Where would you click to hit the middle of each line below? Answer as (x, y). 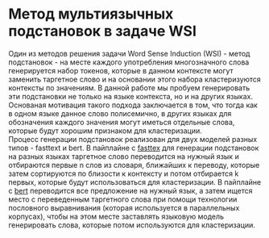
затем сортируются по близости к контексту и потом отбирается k (124, 173)
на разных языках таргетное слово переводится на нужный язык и (124, 156)
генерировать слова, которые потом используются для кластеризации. (132, 225)
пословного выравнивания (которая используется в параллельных (124, 207)
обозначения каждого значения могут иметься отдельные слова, (122, 122)
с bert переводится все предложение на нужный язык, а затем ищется (130, 190)
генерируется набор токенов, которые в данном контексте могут (121, 70)
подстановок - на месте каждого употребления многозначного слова (129, 62)
